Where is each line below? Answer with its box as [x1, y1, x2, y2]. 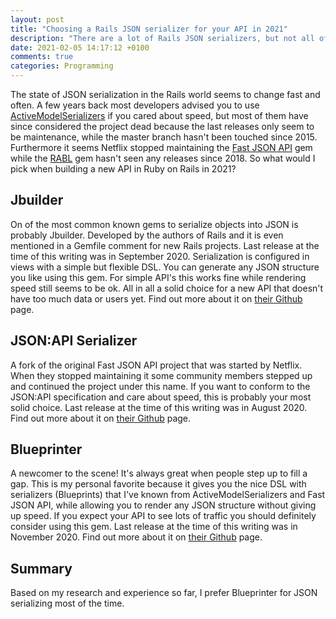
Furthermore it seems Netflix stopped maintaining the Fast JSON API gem [10, 142, 313, 153]
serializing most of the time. [10, 597, 125, 610]
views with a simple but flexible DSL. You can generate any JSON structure [10, 261, 320, 273]
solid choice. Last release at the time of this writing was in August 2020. [10, 401, 308, 413]
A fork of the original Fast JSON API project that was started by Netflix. [10, 359, 303, 371]
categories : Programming [10, 61, 114, 71]
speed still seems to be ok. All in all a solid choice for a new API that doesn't [10, 282, 324, 294]
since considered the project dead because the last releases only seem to [10, 121, 315, 132]
